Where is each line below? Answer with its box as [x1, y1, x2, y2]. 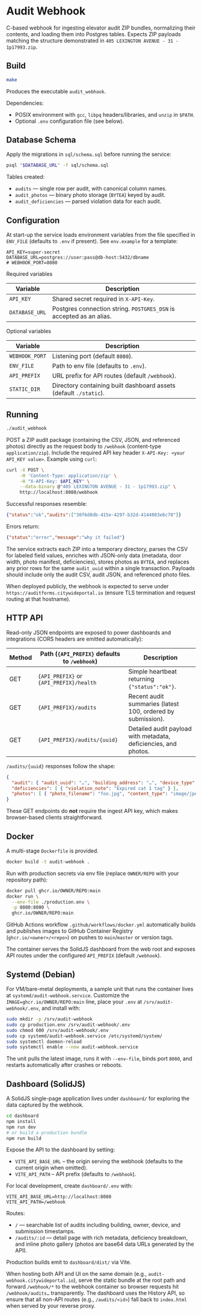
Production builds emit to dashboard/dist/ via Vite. [6, 1258, 132, 1266]
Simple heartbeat [128, 667, 177, 676]
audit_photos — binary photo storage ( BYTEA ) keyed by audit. [14, 191, 166, 199]
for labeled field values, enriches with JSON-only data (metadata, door [6, 552, 182, 559]
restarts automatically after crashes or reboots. [6, 1062, 123, 1069]
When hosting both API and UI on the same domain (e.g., [6, 1270, 147, 1278]
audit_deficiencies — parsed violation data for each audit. [14, 197, 162, 205]
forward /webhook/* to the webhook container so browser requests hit [6, 1283, 179, 1290]
